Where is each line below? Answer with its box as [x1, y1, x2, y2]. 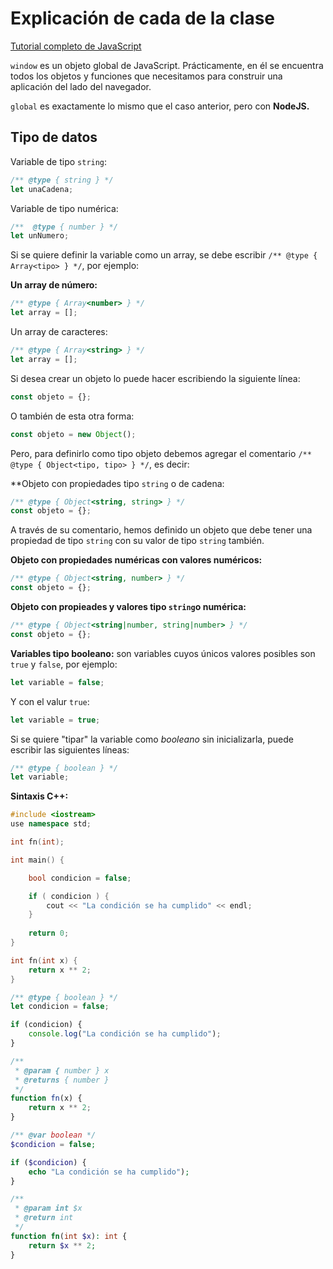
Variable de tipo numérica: [10, 202, 119, 214]
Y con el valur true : [10, 695, 90, 707]
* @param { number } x [14, 1065, 110, 1076]
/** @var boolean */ [10, 1130, 97, 1140]
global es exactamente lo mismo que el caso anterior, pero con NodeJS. [10, 100, 310, 112]
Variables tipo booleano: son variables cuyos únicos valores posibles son [10, 647, 316, 659]
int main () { [10, 855, 65, 865]
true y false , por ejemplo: [10, 658, 118, 670]
